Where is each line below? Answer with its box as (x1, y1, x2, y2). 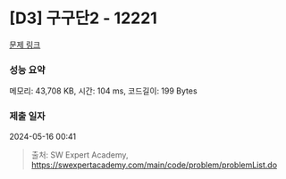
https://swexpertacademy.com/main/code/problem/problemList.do (30, 159, 278, 170)
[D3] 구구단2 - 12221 (9, 8, 158, 28)
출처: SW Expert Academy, (30, 149, 129, 160)
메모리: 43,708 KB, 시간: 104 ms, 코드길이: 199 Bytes (9, 85, 198, 96)
